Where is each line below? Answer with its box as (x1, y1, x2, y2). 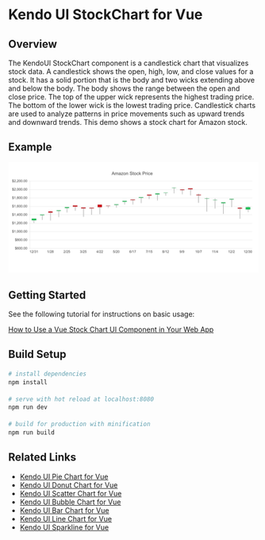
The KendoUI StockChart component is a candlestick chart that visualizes (8, 58, 249, 68)
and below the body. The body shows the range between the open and (8, 84, 240, 93)
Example (8, 141, 52, 154)
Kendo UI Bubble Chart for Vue (19, 497, 121, 507)
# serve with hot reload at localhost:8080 (8, 395, 155, 403)
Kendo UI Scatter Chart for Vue (19, 488, 122, 498)
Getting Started (8, 288, 86, 301)
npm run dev (8, 403, 48, 411)
